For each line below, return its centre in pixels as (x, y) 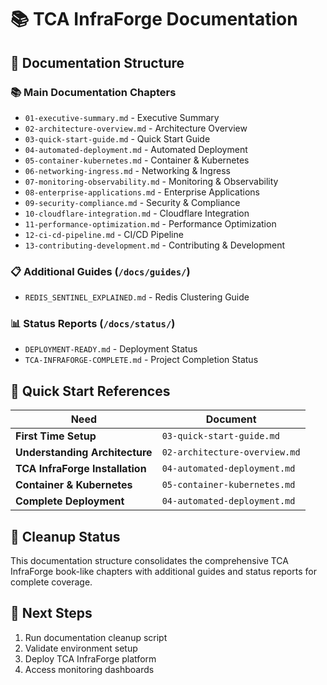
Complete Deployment (70, 501)
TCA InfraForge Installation (81, 469)
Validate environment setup (81, 648)
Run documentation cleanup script (96, 637)
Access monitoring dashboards (89, 669)
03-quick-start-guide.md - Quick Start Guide (117, 138)
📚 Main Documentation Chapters (93, 92)
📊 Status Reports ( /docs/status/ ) (93, 324)
